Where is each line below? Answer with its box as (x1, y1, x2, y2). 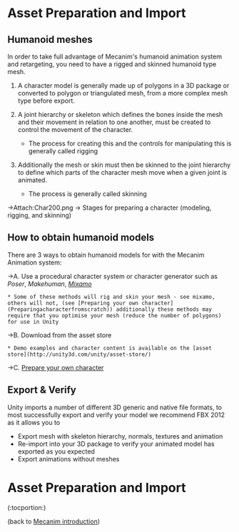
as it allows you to (7, 418, 61, 426)
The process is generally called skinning (28, 190, 148, 198)
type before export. (17, 96, 75, 105)
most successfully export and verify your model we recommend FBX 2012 (7, 410, 225, 419)
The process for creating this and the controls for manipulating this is (28, 139, 232, 148)
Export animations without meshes (17, 454, 120, 463)
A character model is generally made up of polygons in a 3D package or (17, 81, 230, 90)
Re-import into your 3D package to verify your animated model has (17, 439, 215, 448)
